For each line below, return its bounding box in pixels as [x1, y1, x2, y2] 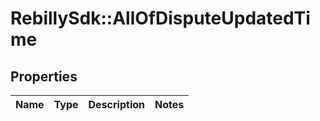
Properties [10, 68, 78, 85]
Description [88, 98, 145, 111]
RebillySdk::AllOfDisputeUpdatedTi [10, 7, 311, 30]
